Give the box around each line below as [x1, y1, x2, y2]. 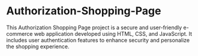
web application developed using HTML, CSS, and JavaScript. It [34, 30, 193, 37]
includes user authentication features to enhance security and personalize [6, 36, 190, 43]
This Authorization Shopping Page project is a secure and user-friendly [6, 24, 182, 31]
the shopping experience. [6, 43, 70, 50]
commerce [6, 30, 33, 37]
